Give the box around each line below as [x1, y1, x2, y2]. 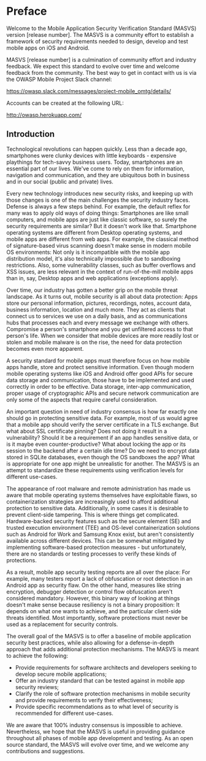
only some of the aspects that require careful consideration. [6, 396, 158, 403]
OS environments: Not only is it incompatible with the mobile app [6, 248, 170, 256]
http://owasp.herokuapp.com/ [6, 111, 82, 118]
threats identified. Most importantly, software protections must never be [6, 614, 188, 621]
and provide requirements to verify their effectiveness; [15, 696, 153, 703]
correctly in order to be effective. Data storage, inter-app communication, [6, 383, 192, 390]
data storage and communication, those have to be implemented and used [6, 376, 194, 384]
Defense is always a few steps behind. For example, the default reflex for [6, 202, 191, 210]
